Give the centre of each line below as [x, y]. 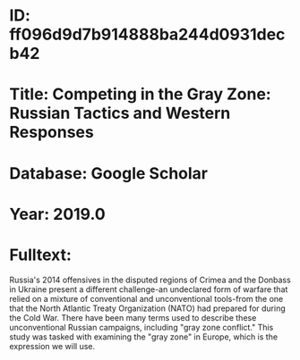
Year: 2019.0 [57, 214]
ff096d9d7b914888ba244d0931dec [147, 34]
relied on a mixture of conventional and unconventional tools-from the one [146, 298]
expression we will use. [52, 346]
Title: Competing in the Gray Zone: [140, 94]
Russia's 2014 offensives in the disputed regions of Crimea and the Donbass [150, 280]
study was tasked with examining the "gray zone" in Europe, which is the [144, 337]
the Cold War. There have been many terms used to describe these [133, 317]
